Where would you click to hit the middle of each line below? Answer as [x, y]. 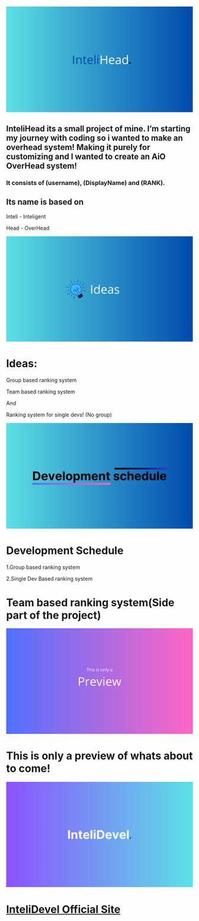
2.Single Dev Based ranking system [49, 578]
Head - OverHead [28, 228]
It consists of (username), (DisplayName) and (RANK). [86, 183]
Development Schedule [65, 550]
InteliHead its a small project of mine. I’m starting [98, 129]
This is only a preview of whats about [99, 756]
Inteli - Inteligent [26, 216]
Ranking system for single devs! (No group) [59, 415]
